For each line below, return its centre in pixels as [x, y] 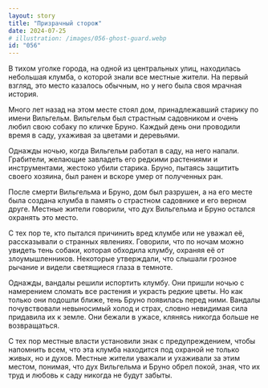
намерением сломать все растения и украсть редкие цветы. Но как [126, 292]
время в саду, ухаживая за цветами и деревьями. [94, 135]
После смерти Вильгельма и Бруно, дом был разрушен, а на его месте [130, 192]
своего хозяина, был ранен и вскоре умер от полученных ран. [116, 177]
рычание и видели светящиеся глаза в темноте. [91, 268]
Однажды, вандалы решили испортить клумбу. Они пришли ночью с [126, 283]
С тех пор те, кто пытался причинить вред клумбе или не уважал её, [126, 233]
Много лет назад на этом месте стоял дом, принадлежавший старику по [134, 110]
